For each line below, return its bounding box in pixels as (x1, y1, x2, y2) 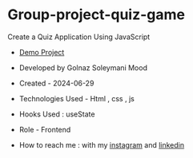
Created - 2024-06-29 (18, 78, 94, 88)
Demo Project (18, 47, 65, 57)
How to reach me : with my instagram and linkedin (18, 140, 185, 149)
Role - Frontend (18, 124, 71, 134)
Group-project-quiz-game (7, 6, 186, 24)
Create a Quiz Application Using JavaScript (7, 32, 151, 41)
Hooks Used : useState (18, 109, 95, 119)
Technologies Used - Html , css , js (18, 93, 135, 103)
